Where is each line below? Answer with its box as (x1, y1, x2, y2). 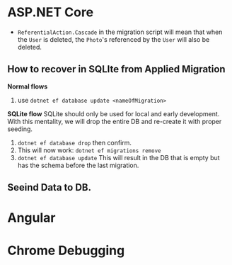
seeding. (7, 125, 33, 133)
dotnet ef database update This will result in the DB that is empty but (17, 153, 221, 162)
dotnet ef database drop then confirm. (17, 138, 132, 147)
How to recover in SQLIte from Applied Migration (7, 63, 226, 75)
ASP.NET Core (7, 4, 94, 21)
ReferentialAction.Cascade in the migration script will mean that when (17, 28, 223, 36)
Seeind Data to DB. (7, 181, 92, 193)
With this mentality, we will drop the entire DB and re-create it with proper (7, 117, 222, 125)
